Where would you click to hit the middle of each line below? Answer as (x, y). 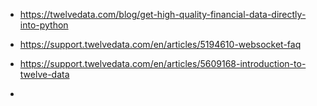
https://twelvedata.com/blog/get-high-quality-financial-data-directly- (163, 14)
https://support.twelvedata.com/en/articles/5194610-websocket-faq (160, 44)
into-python (44, 25)
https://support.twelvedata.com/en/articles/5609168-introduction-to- (163, 63)
